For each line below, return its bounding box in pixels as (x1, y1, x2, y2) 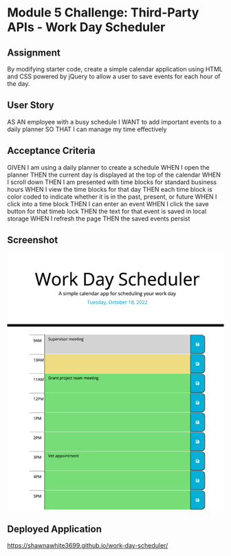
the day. (7, 80, 30, 87)
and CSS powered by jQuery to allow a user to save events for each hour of (7, 72, 221, 80)
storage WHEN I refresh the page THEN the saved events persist (7, 214, 190, 223)
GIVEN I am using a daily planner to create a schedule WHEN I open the (7, 163, 210, 171)
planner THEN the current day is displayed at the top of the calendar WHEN (7, 170, 221, 179)
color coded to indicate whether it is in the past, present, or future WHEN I (7, 192, 217, 201)
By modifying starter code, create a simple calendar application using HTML (7, 65, 223, 73)
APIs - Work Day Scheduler (7, 19, 166, 35)
